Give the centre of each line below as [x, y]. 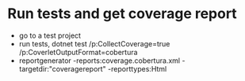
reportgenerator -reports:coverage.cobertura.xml [99, 61]
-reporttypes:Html [137, 68]
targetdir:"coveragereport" [62, 68]
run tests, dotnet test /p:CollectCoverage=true [94, 43]
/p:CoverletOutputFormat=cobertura [78, 52]
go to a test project [50, 35]
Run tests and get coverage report [122, 14]
